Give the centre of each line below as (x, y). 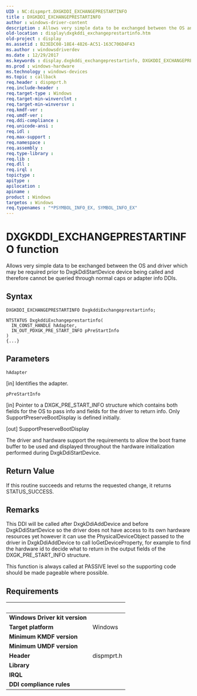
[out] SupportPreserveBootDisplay (47, 428)
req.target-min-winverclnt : (42, 99)
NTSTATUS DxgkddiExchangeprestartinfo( (55, 320)
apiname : (18, 191)
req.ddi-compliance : (33, 121)
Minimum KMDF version (43, 637)
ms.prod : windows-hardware (40, 66)
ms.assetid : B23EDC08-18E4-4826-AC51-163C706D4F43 (70, 45)
